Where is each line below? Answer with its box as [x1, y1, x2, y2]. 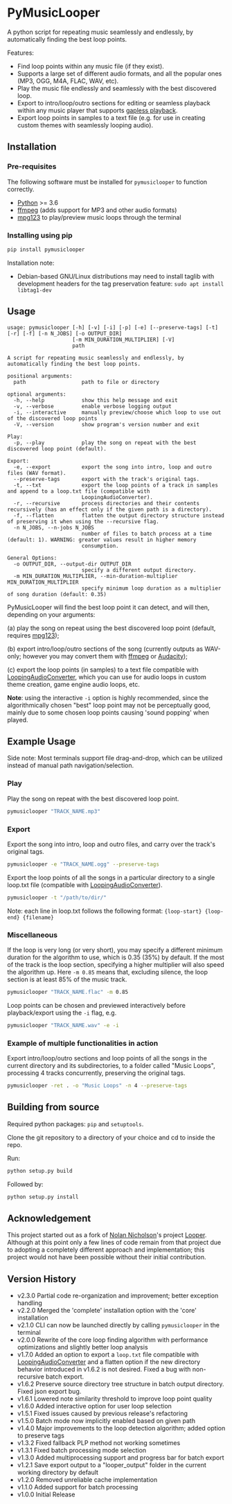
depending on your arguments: [7, 610, 96, 618]
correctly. [7, 185, 35, 193]
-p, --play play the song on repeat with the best [13, 439, 197, 446]
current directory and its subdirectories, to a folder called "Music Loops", [7, 1061, 216, 1069]
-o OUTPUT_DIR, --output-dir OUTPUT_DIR [13, 560, 132, 568]
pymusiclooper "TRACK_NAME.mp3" [7, 807, 100, 815]
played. [7, 715, 28, 724]
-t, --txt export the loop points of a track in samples [13, 482, 218, 489]
